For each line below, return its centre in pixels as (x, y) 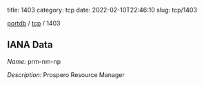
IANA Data (30, 45)
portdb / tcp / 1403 (34, 23)
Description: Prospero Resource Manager (66, 74)
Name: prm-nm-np (34, 61)
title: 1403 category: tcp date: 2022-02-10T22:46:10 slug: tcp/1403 (102, 10)
